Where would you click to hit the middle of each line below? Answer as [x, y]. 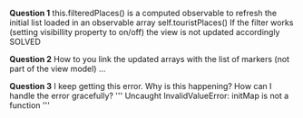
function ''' [29, 105]
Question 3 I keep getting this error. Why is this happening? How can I [141, 86]
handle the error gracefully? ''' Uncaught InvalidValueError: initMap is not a [149, 95]
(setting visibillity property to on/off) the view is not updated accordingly [145, 32]
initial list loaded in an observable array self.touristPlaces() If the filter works [151, 23]
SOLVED [25, 41]
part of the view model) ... [58, 68]
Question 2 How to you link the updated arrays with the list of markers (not [150, 59]
